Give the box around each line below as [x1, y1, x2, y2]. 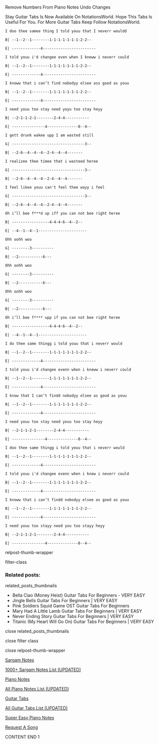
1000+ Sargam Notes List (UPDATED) [5, 667, 81, 673]
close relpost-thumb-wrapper [5, 647, 66, 654]
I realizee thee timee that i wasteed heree [5, 159, 98, 164]
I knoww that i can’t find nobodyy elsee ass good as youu [5, 81, 129, 86]
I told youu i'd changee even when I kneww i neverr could [5, 55, 129, 60]
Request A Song [5, 724, 38, 731]
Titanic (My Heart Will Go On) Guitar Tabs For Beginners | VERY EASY [12, 619, 155, 624]
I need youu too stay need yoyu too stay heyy [5, 107, 103, 112]
